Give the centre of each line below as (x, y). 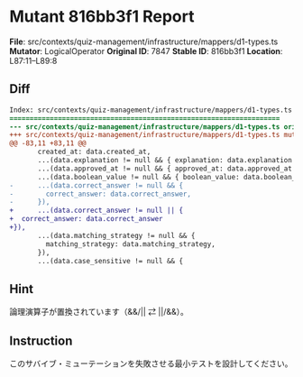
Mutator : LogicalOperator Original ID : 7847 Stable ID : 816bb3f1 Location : (146, 51)
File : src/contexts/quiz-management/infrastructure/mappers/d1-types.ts (144, 41)
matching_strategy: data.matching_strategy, (131, 244)
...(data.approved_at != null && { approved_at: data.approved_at (165, 169)
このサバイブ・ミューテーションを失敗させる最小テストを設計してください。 (151, 363)
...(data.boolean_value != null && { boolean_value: (139, 177)
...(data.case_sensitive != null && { (110, 261)
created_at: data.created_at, (94, 152)
